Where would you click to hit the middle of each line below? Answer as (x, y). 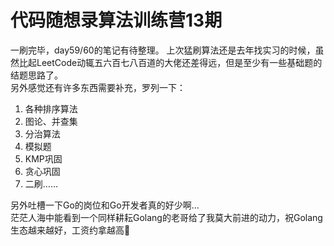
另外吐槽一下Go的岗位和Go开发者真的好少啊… (105, 205)
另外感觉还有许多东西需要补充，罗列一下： (98, 87)
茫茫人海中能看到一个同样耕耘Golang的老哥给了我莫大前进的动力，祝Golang (166, 217)
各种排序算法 (51, 108)
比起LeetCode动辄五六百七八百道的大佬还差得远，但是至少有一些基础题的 (170, 62)
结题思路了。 (36, 75)
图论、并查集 (51, 121)
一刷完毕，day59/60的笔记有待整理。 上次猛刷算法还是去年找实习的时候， (163, 50)
